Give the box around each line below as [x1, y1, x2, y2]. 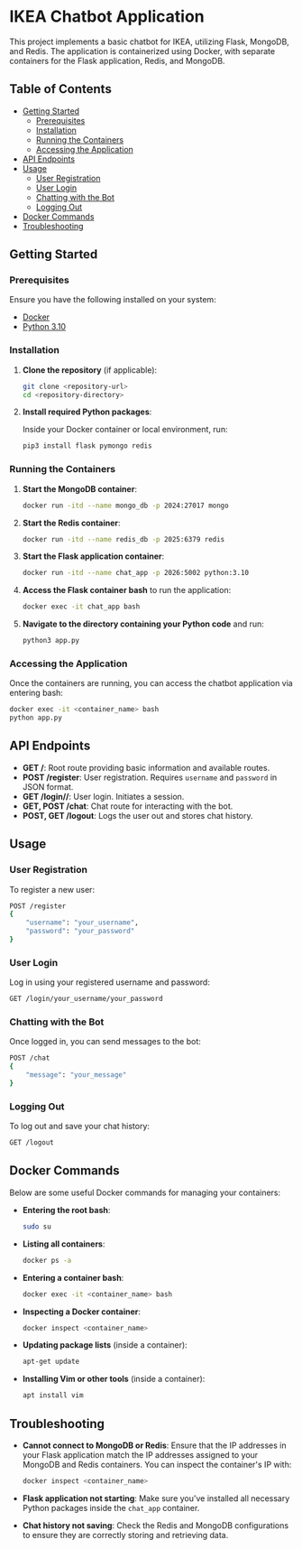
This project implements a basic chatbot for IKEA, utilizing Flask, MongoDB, [9, 36, 290, 47]
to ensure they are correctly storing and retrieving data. [22, 1529, 229, 1540]
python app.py [9, 713, 63, 723]
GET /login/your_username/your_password [9, 995, 164, 1004]
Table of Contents [9, 81, 113, 97]
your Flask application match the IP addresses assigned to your [22, 1449, 259, 1460]
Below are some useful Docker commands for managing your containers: [9, 1187, 281, 1198]
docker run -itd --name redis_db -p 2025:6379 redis [22, 534, 225, 543]
